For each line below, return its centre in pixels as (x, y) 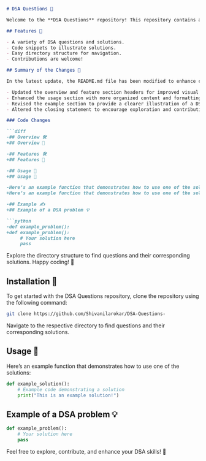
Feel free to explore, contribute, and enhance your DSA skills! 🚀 (86, 451)
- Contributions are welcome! (45, 59)
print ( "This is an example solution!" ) (68, 395)
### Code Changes (29, 120)
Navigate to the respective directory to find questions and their (86, 326)
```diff (16, 132)
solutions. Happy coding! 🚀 (40, 262)
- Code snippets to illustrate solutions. (61, 48)
